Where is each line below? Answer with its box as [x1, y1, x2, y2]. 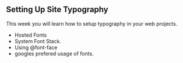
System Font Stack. [14, 37, 61, 44]
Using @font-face [14, 44, 58, 51]
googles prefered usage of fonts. [14, 50, 94, 57]
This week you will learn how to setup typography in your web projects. [6, 20, 178, 27]
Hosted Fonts [14, 32, 47, 38]
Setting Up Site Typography [6, 5, 109, 15]
